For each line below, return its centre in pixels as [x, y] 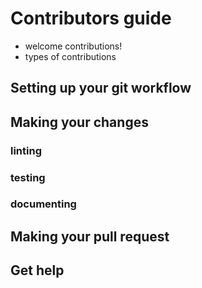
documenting [43, 204]
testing [28, 177]
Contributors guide [91, 18]
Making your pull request [90, 236]
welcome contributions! [73, 46]
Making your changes [79, 122]
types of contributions [70, 56]
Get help [37, 270]
